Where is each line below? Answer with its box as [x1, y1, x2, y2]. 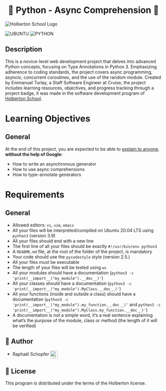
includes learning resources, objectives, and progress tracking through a [5, 85, 154, 91]
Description [5, 45, 42, 54]
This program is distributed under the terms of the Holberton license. [5, 380, 147, 386]
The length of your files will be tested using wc [12, 264, 107, 270]
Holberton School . [5, 95, 42, 101]
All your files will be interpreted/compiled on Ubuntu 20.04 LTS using [12, 227, 154, 233]
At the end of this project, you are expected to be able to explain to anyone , [5, 146, 160, 152]
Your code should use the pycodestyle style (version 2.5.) [12, 254, 130, 260]
